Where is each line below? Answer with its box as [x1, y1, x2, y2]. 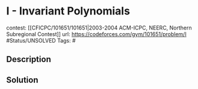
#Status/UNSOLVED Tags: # [6, 37, 76, 44]
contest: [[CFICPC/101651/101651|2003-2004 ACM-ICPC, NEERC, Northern [6, 24, 193, 31]
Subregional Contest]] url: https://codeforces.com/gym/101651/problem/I [6, 30, 187, 37]
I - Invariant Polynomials [6, 4, 131, 18]
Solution [6, 75, 39, 85]
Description [6, 54, 51, 64]
